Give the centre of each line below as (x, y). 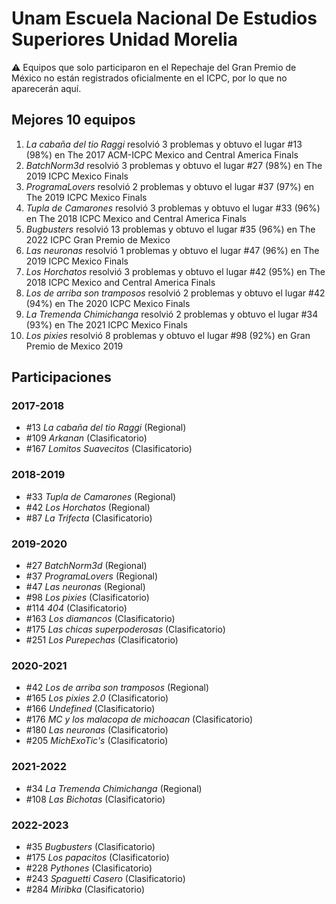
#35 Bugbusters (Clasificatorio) (90, 846)
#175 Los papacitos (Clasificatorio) (97, 857)
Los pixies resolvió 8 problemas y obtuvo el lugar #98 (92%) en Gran (168, 335)
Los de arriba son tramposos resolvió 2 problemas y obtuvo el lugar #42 (175, 293)
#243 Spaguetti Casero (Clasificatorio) (105, 878)
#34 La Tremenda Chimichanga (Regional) (114, 788)
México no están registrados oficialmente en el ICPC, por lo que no (149, 78)
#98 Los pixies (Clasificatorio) (87, 598)
